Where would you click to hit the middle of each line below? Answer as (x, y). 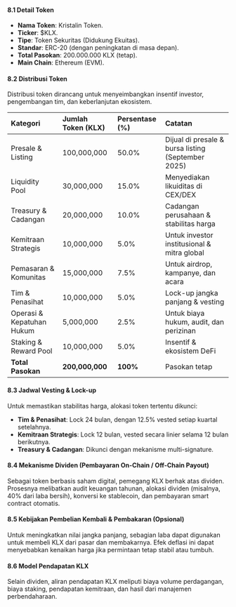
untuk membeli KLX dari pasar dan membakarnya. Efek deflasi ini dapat (111, 542)
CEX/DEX (181, 195)
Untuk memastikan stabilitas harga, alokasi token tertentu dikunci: (103, 406)
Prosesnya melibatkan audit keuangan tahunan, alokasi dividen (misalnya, (114, 488)
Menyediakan (187, 178)
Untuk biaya (185, 314)
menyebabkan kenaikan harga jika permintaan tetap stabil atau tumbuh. (111, 550)
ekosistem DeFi (190, 351)
